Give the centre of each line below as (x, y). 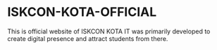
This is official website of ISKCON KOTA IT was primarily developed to (109, 31)
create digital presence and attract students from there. (88, 38)
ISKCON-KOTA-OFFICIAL (82, 12)
